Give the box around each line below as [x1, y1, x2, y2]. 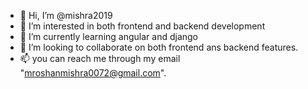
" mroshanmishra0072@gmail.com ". [19, 67, 167, 79]
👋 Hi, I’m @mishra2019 [19, 10, 113, 21]
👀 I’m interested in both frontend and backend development [19, 20, 266, 32]
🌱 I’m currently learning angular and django [19, 31, 198, 42]
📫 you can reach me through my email [19, 53, 181, 64]
